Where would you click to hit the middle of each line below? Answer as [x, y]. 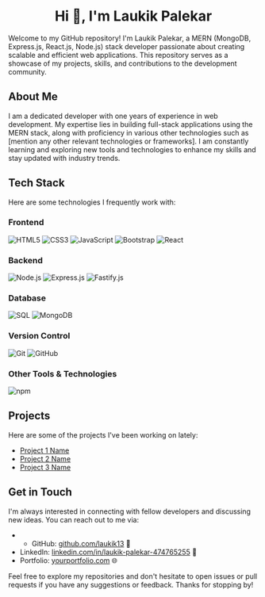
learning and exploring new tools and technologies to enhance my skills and [132, 149]
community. [27, 71]
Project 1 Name [44, 450]
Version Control [39, 336]
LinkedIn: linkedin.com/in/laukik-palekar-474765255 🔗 [108, 552]
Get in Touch [40, 492]
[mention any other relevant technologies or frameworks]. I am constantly [129, 141]
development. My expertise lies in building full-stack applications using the [131, 124]
